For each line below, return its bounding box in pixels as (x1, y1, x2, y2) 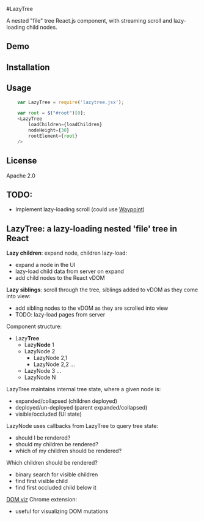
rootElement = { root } (28, 133, 78, 139)
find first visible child (15, 478, 68, 485)
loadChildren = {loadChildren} (28, 122, 103, 128)
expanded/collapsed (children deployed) (15, 397, 118, 405)
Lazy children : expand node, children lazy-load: (6, 249, 127, 257)
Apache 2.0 (6, 171, 35, 179)
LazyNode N (24, 373, 56, 381)
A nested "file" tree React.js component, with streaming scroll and (6, 17, 172, 24)
